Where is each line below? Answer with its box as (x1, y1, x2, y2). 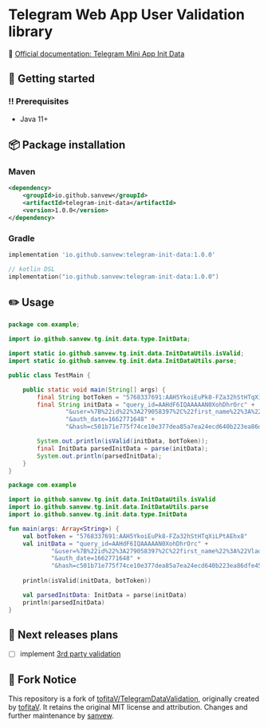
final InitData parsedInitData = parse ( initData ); (37, 444, 209, 452)
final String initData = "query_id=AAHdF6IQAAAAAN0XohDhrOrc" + (37, 400, 255, 408)
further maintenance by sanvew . (8, 711, 114, 721)
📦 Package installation (8, 138, 126, 152)
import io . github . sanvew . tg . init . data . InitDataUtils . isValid (8, 496, 216, 504)
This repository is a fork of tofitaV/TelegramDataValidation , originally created (8, 694, 260, 703)
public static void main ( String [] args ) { (22, 385, 166, 394)
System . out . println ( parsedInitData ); (37, 452, 162, 460)
